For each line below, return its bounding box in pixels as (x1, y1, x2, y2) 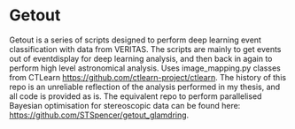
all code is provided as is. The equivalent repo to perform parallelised (9, 90, 262, 102)
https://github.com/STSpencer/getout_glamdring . (9, 110, 190, 120)
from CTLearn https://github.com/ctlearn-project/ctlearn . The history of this (9, 72, 286, 82)
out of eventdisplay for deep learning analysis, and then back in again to (9, 53, 273, 64)
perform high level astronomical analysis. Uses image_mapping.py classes (9, 63, 281, 73)
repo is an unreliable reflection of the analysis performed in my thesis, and (9, 81, 281, 92)
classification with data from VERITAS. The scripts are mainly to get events (9, 43, 282, 54)
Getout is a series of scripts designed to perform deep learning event (9, 34, 261, 45)
